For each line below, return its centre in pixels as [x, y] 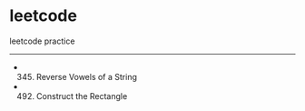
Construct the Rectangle [82, 96]
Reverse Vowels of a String [87, 76]
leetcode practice [42, 41]
